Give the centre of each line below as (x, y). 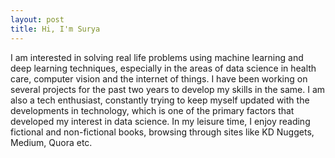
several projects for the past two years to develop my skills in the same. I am (168, 89)
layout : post (37, 19)
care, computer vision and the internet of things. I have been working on (159, 78)
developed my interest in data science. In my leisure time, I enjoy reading (160, 121)
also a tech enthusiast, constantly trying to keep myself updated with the (160, 100)
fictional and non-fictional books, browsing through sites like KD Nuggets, (162, 132)
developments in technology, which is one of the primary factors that (152, 110)
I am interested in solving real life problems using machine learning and (157, 57)
